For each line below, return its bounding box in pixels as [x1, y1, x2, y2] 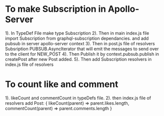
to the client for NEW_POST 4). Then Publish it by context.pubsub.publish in [5, 51, 159, 57]
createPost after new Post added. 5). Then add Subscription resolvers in [5, 56, 152, 62]
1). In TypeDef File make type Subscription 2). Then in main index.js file [5, 30, 149, 36]
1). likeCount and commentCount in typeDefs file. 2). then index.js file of [5, 95, 151, 101]
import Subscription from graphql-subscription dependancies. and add [5, 35, 149, 41]
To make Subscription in [5, 3, 106, 15]
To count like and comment [5, 79, 118, 90]
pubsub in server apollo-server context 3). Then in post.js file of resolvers [5, 40, 155, 46]
